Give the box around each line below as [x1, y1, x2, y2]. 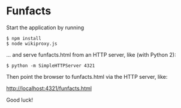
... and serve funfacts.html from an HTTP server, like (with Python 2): [6, 51, 176, 58]
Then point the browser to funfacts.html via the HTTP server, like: [6, 73, 168, 80]
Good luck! [6, 96, 34, 103]
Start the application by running [6, 24, 85, 31]
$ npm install [6, 35, 42, 41]
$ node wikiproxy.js [6, 41, 58, 47]
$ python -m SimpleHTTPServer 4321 [6, 63, 95, 69]
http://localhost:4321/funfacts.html [6, 85, 92, 92]
